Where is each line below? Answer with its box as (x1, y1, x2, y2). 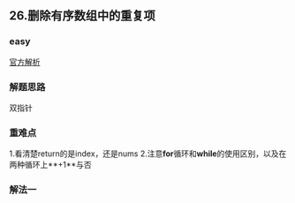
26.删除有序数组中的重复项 (9, 8, 156, 24)
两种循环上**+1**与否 (9, 160, 93, 170)
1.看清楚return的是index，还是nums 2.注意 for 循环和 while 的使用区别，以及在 (9, 148, 287, 159)
